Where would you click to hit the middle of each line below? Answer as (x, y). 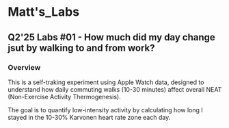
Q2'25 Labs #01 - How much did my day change (112, 37)
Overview (24, 67)
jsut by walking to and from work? (82, 48)
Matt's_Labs (44, 12)
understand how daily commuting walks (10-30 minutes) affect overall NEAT (115, 89)
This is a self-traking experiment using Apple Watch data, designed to (106, 82)
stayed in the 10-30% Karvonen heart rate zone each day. (89, 117)
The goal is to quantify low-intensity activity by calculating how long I (106, 110)
